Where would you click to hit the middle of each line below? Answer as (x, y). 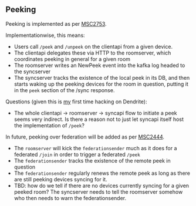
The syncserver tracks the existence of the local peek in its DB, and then (102, 77)
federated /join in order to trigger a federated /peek (77, 154)
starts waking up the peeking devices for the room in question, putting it (101, 84)
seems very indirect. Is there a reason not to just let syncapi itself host (99, 119)
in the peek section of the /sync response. (64, 90)
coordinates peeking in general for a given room (72, 59)
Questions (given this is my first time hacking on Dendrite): (76, 102)
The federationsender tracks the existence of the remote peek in (92, 160)
